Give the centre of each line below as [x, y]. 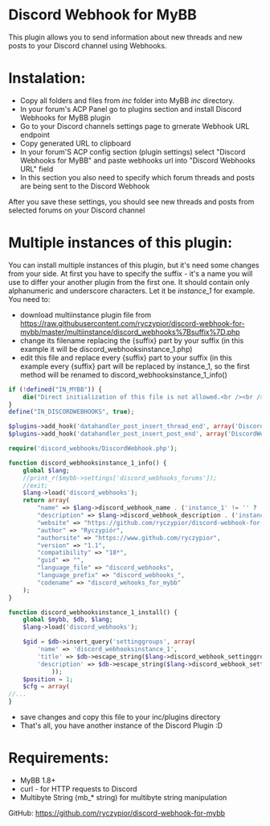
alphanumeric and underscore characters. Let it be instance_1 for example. [132, 291]
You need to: [29, 299]
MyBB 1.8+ [38, 780]
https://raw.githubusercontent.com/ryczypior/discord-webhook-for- [132, 323]
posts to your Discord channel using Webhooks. [88, 45]
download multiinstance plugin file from [85, 315]
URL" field [37, 169]
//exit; [35, 485]
